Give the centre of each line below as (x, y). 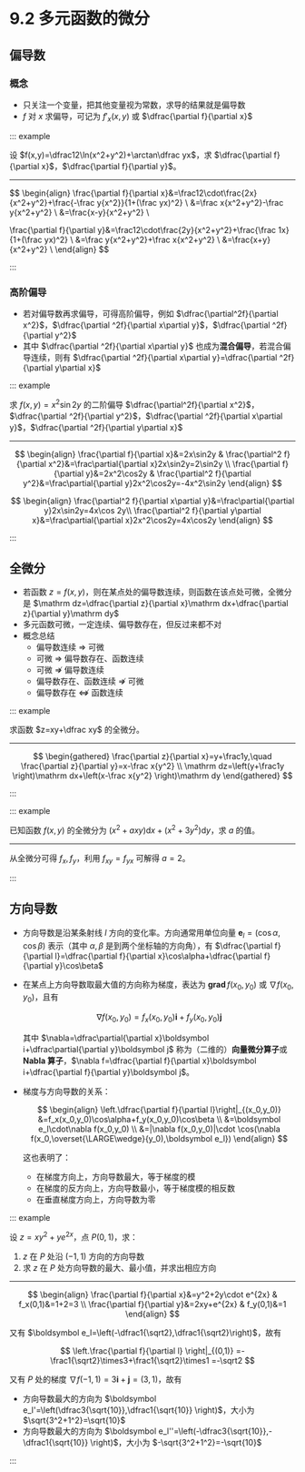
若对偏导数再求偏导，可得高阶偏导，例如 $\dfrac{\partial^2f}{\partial (150, 313)
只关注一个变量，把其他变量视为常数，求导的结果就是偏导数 (134, 105)
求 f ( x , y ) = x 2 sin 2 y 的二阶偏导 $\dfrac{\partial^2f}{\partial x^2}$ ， (134, 403)
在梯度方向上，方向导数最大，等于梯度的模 (116, 1176)
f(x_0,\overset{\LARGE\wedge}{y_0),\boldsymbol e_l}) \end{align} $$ (159, 1138)
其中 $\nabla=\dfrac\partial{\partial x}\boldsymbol (116, 1038)
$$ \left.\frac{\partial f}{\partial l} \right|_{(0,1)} (147, 1350)
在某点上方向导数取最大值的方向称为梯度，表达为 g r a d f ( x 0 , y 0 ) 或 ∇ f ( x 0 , (158, 985)
